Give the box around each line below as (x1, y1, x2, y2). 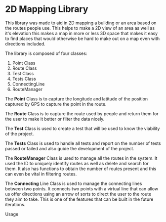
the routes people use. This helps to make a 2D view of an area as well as (5, 25, 155, 31)
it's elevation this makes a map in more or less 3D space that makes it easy (5, 30, 158, 36)
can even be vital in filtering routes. (5, 171, 77, 177)
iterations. (5, 201, 26, 207)
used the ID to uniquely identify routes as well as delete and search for (5, 160, 149, 166)
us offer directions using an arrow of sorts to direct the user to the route (5, 191, 152, 197)
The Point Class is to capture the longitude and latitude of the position (5, 95, 148, 102)
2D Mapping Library (5, 3, 88, 15)
